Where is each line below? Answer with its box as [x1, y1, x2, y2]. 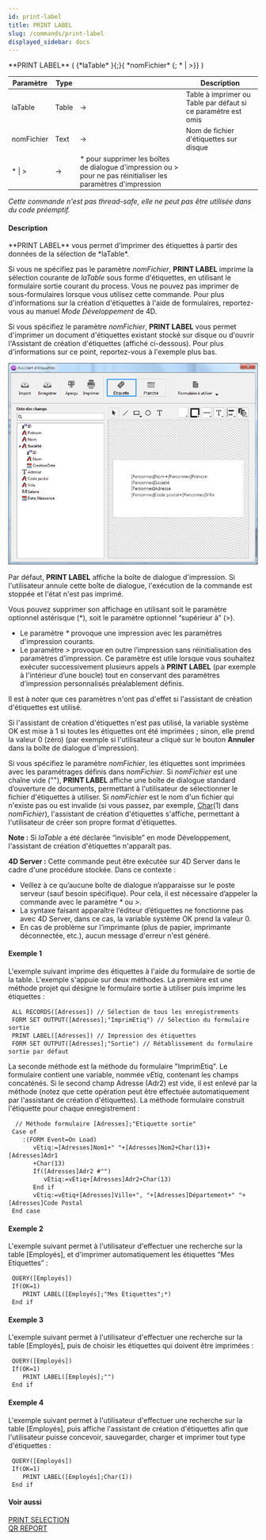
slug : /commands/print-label [8, 29, 104, 37]
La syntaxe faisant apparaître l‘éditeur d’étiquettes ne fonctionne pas [19, 905, 244, 915]
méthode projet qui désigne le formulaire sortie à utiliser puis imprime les [8, 983, 247, 993]
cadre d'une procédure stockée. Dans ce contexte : [8, 864, 177, 875]
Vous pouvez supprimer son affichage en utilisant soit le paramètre [8, 604, 227, 614]
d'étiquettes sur [185, 135, 237, 144]
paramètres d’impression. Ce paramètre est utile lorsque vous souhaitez [19, 654, 256, 663]
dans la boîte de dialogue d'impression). [8, 743, 139, 753]
